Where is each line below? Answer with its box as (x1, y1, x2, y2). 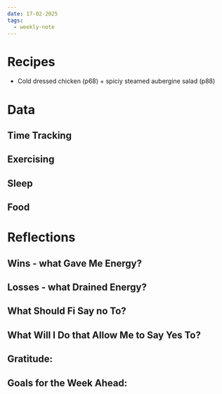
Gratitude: (7, 353, 53, 365)
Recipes (7, 53, 55, 70)
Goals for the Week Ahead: (7, 377, 128, 389)
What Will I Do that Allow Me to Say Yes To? (7, 329, 202, 341)
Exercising (7, 153, 55, 165)
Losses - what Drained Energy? (7, 281, 148, 293)
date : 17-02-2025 (7, 10, 58, 18)
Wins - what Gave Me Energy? (7, 258, 143, 269)
